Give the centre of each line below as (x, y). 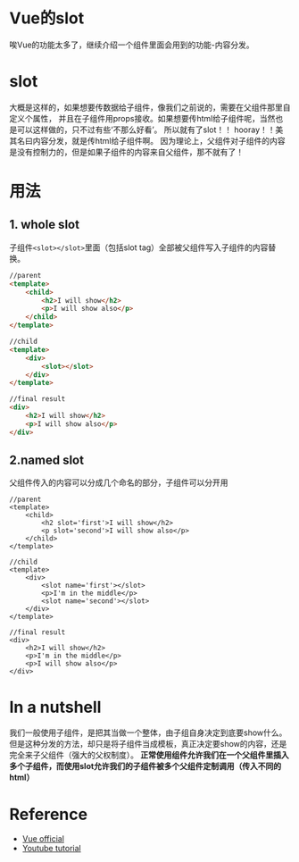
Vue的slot (47, 18)
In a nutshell (55, 707)
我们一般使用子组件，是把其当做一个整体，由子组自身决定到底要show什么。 (148, 732)
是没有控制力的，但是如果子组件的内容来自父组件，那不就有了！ (126, 152)
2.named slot (47, 460)
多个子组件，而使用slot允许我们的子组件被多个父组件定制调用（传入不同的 (145, 766)
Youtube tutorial (52, 849)
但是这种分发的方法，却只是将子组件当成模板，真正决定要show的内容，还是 (148, 744)
